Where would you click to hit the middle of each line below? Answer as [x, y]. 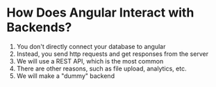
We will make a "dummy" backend [66, 76]
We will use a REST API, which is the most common [90, 61]
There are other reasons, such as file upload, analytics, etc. [101, 68]
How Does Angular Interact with [100, 13]
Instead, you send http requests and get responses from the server [113, 54]
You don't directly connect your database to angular [91, 46]
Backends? [39, 27]
